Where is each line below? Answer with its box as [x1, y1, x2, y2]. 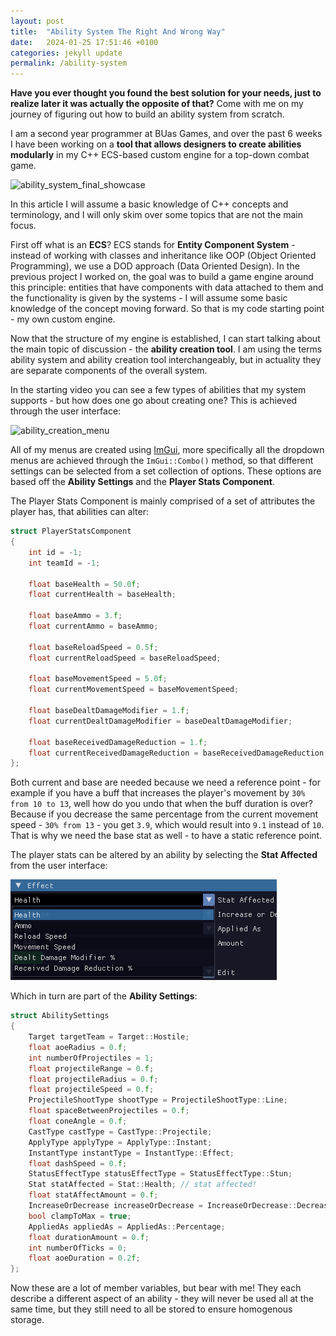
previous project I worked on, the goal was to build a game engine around [10, 271, 314, 283]
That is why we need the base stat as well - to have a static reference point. [10, 830, 323, 842]
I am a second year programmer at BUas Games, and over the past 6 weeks [10, 128, 323, 140]
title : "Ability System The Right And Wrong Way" [10, 26, 226, 37]
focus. [10, 220, 37, 232]
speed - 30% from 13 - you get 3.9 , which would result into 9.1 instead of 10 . [10, 819, 325, 831]
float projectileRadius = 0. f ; [28, 1074, 159, 1084]
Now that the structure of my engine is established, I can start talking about [10, 333, 321, 345]
